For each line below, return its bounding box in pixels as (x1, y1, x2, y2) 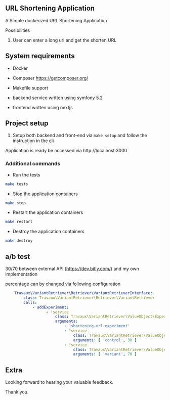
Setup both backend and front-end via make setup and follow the (12, 132, 147, 139)
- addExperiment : (32, 304, 69, 310)
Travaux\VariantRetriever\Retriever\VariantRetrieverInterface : (14, 291, 153, 296)
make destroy (5, 238, 33, 243)
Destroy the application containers (12, 229, 84, 235)
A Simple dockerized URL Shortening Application (5, 17, 107, 23)
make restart (5, 219, 33, 225)
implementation (5, 271, 38, 277)
